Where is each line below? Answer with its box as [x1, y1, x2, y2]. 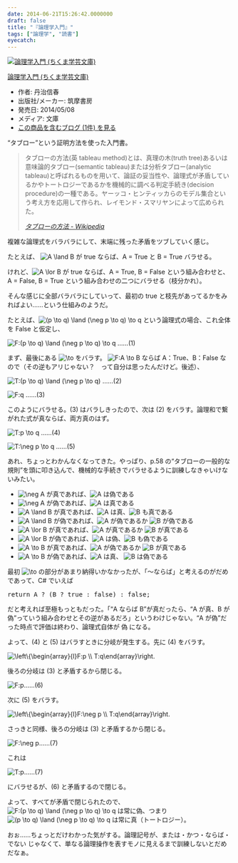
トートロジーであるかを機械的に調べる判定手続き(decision [43, 180, 214, 189]
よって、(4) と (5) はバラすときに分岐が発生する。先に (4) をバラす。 [7, 638, 209, 646]
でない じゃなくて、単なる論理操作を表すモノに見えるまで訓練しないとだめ [7, 839, 227, 848]
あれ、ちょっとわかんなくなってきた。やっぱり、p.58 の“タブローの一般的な [7, 457, 230, 465]
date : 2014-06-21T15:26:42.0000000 [7, 10, 113, 18]
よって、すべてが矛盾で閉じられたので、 [7, 797, 125, 806]
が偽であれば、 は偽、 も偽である [48, 534, 169, 543]
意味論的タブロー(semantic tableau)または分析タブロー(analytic [24, 162, 212, 171]
